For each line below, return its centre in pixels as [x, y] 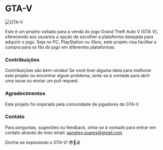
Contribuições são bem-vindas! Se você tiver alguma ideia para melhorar [78, 70]
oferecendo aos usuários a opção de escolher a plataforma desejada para [79, 37]
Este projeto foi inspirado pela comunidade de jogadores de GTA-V [72, 104]
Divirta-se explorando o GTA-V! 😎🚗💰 [43, 142]
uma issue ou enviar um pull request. [42, 81]
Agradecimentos [25, 93]
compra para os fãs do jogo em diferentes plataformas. [60, 47]
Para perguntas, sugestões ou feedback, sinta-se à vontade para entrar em [81, 127]
